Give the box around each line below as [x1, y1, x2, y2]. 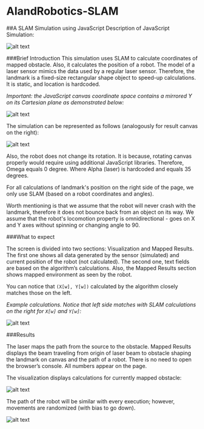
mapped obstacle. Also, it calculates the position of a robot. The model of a [6, 61, 195, 68]
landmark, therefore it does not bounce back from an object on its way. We [6, 208, 194, 216]
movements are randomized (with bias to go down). [6, 404, 136, 411]
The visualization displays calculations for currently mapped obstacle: [6, 374, 182, 381]
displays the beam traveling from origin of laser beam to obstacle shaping [6, 349, 192, 356]
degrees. [6, 172, 29, 179]
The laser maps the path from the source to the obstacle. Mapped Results [6, 342, 192, 350]
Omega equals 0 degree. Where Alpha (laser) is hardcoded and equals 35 [6, 165, 192, 172]
